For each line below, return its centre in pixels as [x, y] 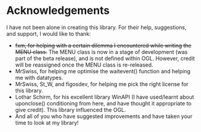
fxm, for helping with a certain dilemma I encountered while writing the [103, 45]
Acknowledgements [58, 11]
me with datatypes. [39, 78]
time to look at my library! [47, 122]
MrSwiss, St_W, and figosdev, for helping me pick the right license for [102, 84]
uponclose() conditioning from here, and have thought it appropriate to [103, 103]
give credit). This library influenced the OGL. [70, 110]
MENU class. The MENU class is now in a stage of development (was [101, 51]
